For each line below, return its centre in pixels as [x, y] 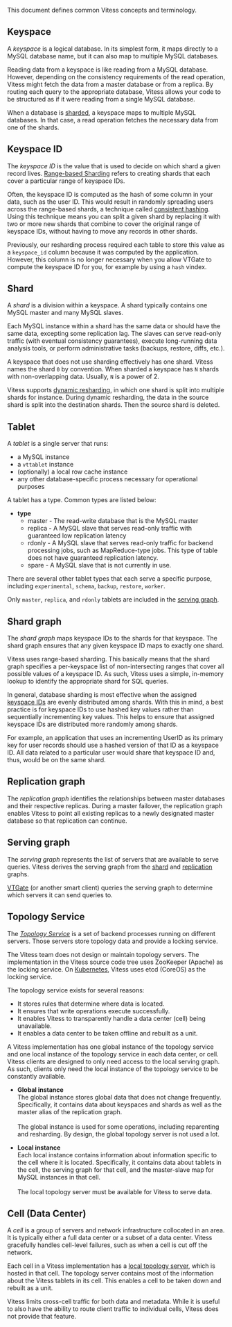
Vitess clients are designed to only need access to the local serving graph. [114, 1061]
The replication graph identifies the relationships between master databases [116, 798]
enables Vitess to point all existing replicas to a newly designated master [111, 813]
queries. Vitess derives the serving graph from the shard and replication [110, 867]
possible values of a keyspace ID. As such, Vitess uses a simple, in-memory [115, 674]
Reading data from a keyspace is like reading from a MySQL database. [108, 70]
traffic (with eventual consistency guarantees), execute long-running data [112, 341]
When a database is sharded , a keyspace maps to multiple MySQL [101, 112]
